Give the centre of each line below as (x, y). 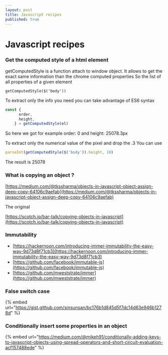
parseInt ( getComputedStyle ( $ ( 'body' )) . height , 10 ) (59, 153)
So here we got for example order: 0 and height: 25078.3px (67, 133)
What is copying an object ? (40, 175)
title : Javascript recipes (33, 15)
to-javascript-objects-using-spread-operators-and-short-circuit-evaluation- (84, 342)
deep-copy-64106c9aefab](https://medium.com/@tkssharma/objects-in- (81, 191)
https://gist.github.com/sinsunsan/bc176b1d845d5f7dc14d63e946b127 (89, 308)
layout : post (19, 10)
